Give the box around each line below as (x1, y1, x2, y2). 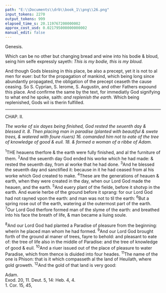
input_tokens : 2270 (5, 12, 45, 17)
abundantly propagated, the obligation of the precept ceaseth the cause (5, 78, 152, 84)
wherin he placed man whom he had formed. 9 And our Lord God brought (5, 227, 154, 234)
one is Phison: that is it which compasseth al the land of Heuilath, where (5, 256, 152, 262)
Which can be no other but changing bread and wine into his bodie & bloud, (5, 53, 159, 59)
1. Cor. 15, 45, (5, 282, 33, 288)
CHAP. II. (5, 114, 24, 119)
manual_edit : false (5, 30, 45, 35)
